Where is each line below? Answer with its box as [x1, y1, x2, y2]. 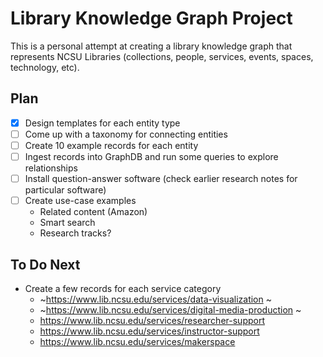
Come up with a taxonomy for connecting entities [24, 128, 228, 140]
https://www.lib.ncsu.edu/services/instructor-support [39, 325, 260, 337]
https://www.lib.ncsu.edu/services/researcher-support [39, 314, 265, 326]
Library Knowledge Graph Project [10, 7, 293, 30]
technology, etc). [10, 61, 80, 73]
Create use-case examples [24, 195, 137, 207]
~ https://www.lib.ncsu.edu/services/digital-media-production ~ [39, 303, 302, 316]
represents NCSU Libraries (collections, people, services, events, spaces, [10, 50, 314, 62]
